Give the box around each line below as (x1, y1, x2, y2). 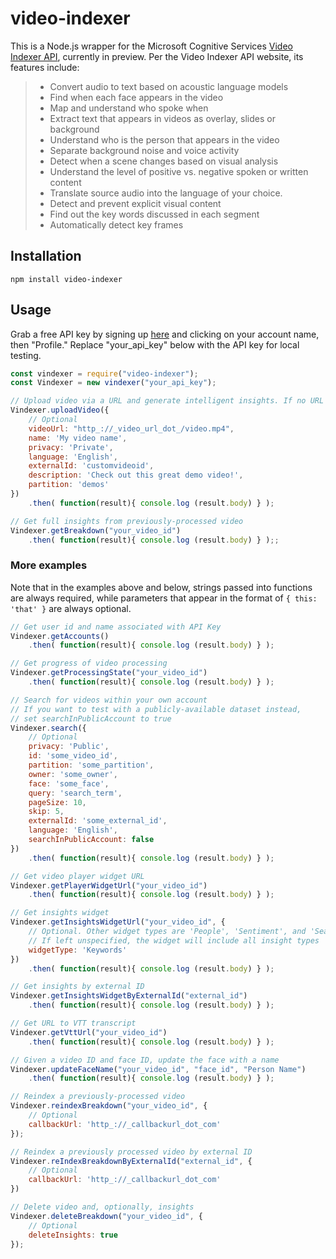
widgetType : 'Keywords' (28, 945, 128, 955)
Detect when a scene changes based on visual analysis (49, 155, 279, 167)
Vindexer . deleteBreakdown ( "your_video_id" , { (10, 1211, 203, 1221)
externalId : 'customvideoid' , (28, 461, 155, 471)
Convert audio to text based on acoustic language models (49, 80, 289, 92)
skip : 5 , (28, 807, 65, 817)
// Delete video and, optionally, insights (10, 1202, 195, 1212)
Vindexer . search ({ (10, 723, 87, 733)
